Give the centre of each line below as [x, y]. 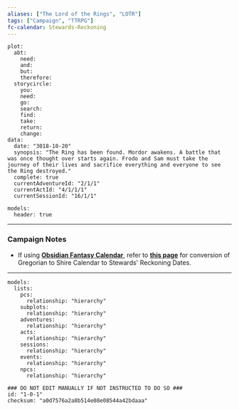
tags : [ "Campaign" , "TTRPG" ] [51, 21]
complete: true [36, 178]
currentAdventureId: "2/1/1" [57, 184]
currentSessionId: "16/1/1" [55, 196]
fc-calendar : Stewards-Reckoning [57, 27]
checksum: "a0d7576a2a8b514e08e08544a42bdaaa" [78, 400]
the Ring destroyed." [39, 172]
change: [31, 134]
